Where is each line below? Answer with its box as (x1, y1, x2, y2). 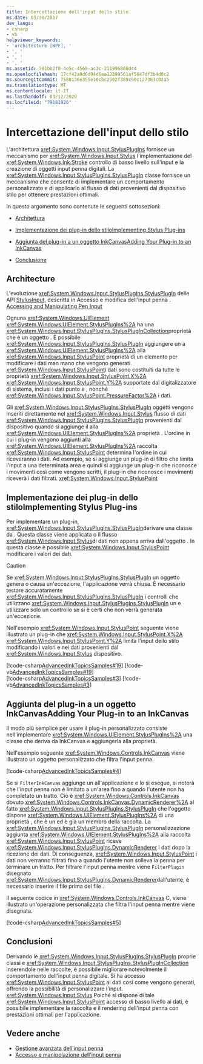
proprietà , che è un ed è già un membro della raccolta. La (6, 818, 151, 825)
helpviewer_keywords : (6, 37, 61, 43)
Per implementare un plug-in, (6, 518, 79, 526)
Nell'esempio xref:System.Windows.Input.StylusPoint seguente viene (6, 624, 179, 632)
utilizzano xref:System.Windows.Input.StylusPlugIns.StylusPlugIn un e (6, 600, 181, 607)
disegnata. (6, 907, 33, 915)
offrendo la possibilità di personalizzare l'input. (6, 985, 123, 992)
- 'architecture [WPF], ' (6, 43, 72, 49)
